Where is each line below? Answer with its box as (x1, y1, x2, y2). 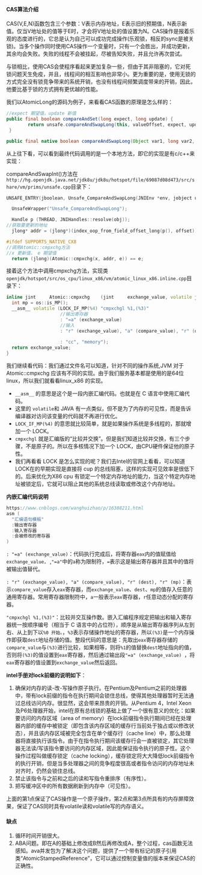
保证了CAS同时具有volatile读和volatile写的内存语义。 (16, 803, 147, 810)
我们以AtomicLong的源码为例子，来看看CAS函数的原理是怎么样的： (6, 98, 173, 105)
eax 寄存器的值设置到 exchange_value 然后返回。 (6, 659, 121, 666)
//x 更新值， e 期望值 (6, 250, 57, 256)
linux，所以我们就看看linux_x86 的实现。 (6, 377, 106, 384)
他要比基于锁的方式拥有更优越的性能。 (6, 86, 101, 93)
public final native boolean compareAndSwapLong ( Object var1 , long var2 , (6, 138, 195, 144)
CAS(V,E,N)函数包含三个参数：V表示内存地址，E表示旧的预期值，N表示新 (6, 20, 188, 27)
